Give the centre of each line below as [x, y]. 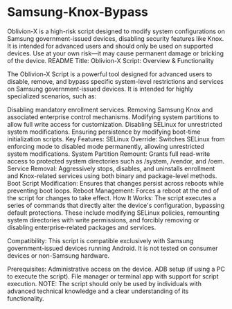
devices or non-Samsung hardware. [59, 255]
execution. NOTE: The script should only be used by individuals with [105, 283]
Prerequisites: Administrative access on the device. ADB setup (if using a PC [116, 269]
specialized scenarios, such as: [52, 96]
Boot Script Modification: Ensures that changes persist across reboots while [115, 183]
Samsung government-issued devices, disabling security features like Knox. [116, 38]
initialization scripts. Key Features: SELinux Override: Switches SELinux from [116, 139]
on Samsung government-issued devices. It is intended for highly [100, 89]
